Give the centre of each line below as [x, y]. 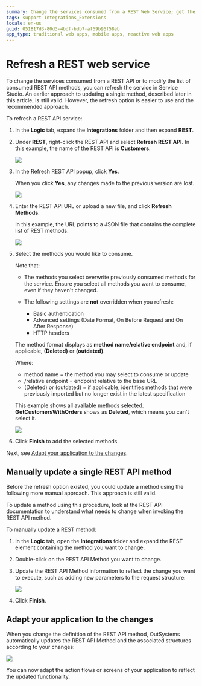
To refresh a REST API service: [44, 119]
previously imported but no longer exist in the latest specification [105, 394]
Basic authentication [58, 314]
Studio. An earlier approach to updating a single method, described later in [99, 94]
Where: [24, 363]
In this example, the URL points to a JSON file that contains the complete [105, 224]
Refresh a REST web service [78, 64]
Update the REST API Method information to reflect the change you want [105, 571]
